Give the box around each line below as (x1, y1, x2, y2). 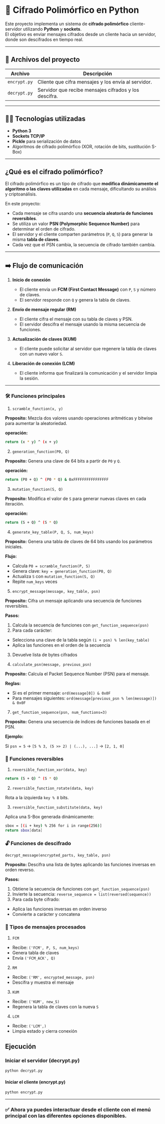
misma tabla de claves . (12, 236, 60, 242)
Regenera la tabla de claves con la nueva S (12, 1004, 99, 1009)
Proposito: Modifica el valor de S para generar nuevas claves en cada (5, 496, 146, 502)
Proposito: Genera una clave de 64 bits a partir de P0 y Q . (5, 458, 121, 464)
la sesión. (19, 375, 39, 382)
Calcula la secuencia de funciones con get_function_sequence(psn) (12, 622, 149, 628)
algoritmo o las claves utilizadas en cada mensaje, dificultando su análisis (5, 186, 157, 192)
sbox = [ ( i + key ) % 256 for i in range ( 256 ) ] (5, 823, 102, 828)
